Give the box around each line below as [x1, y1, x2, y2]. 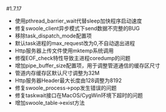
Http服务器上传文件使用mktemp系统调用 [14, 47, 114, 54]
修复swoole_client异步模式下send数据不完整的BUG [14, 25, 140, 32]
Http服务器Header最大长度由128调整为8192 [14, 77, 122, 84]
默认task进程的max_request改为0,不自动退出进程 [14, 40, 136, 46]
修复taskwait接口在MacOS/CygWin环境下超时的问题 [14, 92, 143, 99]
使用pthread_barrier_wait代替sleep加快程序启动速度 [14, 17, 142, 24]
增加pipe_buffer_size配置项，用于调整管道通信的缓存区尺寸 [14, 62, 160, 69]
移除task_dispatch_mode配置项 [14, 32, 92, 39]
